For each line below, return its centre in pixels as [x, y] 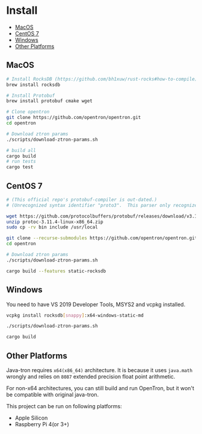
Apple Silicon [31, 418]
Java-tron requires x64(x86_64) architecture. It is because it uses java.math [99, 370]
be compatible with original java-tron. [53, 394]
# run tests [21, 162]
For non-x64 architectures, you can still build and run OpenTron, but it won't [100, 388]
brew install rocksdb [33, 85]
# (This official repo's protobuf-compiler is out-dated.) [82, 200]
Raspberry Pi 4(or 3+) [42, 424]
